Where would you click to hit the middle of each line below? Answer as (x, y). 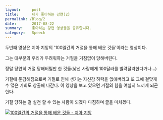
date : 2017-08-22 (30, 24)
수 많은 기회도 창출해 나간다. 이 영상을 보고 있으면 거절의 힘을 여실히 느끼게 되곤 (82, 85)
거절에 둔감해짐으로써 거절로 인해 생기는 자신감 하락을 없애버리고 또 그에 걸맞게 (81, 79)
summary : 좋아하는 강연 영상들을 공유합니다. (48, 28)
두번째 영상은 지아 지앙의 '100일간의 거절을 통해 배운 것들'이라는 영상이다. (76, 47)
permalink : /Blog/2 (25, 19)
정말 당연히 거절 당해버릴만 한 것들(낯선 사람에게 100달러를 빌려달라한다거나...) (81, 68)
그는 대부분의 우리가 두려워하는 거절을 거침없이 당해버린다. (61, 58)
